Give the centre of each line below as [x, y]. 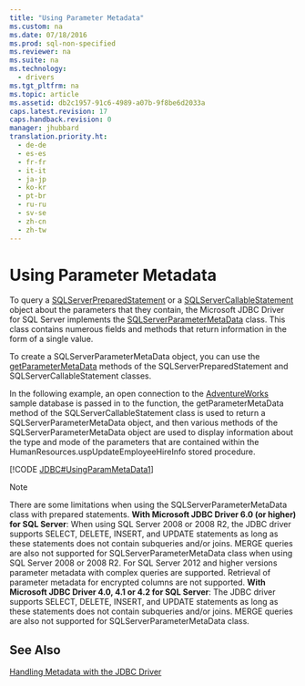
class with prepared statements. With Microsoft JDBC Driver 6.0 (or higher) [153, 514]
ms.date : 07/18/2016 [49, 35]
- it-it [32, 171]
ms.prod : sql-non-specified [63, 43]
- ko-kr [32, 188]
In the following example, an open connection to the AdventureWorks [139, 394]
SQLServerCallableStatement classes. [81, 376]
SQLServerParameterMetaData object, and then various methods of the [144, 423]
